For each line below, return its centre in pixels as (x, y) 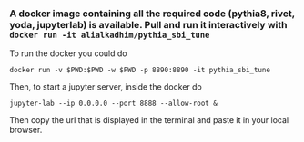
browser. (26, 130)
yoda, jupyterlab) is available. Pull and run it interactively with (149, 24)
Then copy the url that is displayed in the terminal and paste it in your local (149, 120)
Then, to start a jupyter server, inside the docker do (106, 87)
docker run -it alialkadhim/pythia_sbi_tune (110, 35)
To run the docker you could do (68, 53)
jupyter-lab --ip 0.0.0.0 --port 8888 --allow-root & (114, 104)
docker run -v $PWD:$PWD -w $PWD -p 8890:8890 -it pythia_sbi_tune (140, 71)
